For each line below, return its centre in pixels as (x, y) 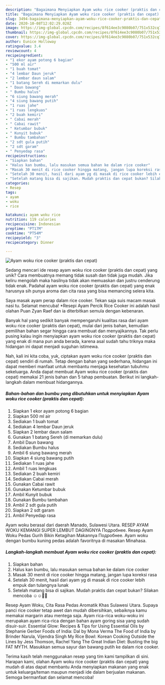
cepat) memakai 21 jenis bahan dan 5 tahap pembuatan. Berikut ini (73, 377)
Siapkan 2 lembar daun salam (43, 432)
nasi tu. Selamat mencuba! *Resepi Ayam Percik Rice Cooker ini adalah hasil (82, 306)
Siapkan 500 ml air (32, 416)
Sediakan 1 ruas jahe (33, 463)
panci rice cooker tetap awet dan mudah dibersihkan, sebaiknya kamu (76, 610)
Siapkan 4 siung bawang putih (43, 458)
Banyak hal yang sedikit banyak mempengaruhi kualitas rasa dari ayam (77, 320)
